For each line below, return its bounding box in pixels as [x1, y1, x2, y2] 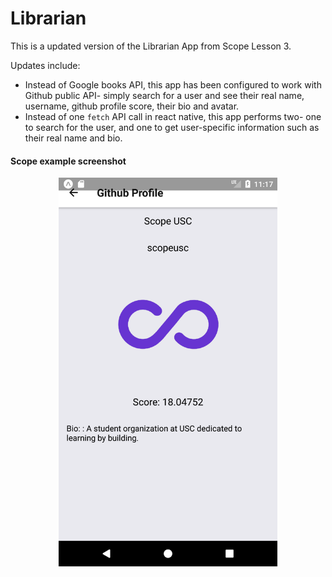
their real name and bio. [24, 132, 123, 144]
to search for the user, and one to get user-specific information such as [24, 121, 320, 133]
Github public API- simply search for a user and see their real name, [24, 89, 305, 101]
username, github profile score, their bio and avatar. [24, 100, 240, 112]
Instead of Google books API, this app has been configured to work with [24, 78, 322, 91]
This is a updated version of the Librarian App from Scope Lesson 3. [10, 40, 292, 52]
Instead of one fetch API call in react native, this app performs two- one [24, 110, 322, 122]
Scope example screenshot [10, 155, 127, 167]
